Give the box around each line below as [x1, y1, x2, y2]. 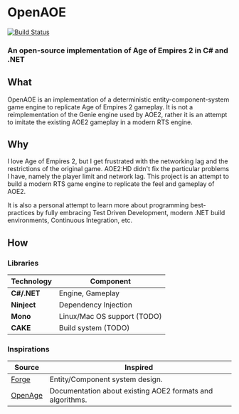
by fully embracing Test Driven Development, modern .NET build [36, 209, 225, 217]
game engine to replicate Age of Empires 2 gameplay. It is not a [7, 102, 193, 111]
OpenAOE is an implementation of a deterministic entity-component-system [7, 95, 230, 104]
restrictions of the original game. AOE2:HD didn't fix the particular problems [7, 165, 230, 173]
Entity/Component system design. [49, 374, 163, 384]
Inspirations [7, 344, 50, 354]
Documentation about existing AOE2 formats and [49, 386, 213, 396]
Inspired [124, 363, 154, 373]
